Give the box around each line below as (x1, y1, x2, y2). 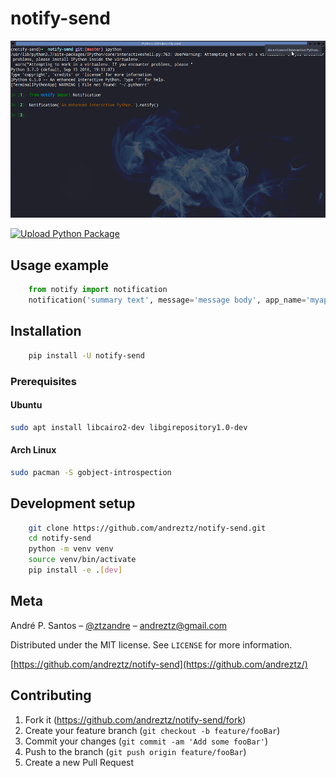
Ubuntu (10, 399, 43, 411)
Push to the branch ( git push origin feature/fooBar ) (24, 745, 247, 757)
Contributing (10, 687, 92, 704)
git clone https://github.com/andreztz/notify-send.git (28, 523, 267, 533)
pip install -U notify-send (28, 350, 145, 361)
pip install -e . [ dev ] (28, 565, 123, 576)
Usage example (10, 257, 110, 274)
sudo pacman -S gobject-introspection (10, 467, 172, 477)
